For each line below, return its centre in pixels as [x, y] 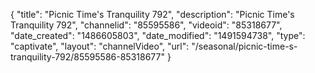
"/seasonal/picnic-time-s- [244, 46]
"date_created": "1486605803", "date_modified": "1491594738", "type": [158, 35]
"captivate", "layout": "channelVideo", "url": [100, 46]
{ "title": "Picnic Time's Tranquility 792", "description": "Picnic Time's [152, 14]
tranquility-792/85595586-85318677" [87, 57]
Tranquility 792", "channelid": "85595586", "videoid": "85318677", [146, 25]
